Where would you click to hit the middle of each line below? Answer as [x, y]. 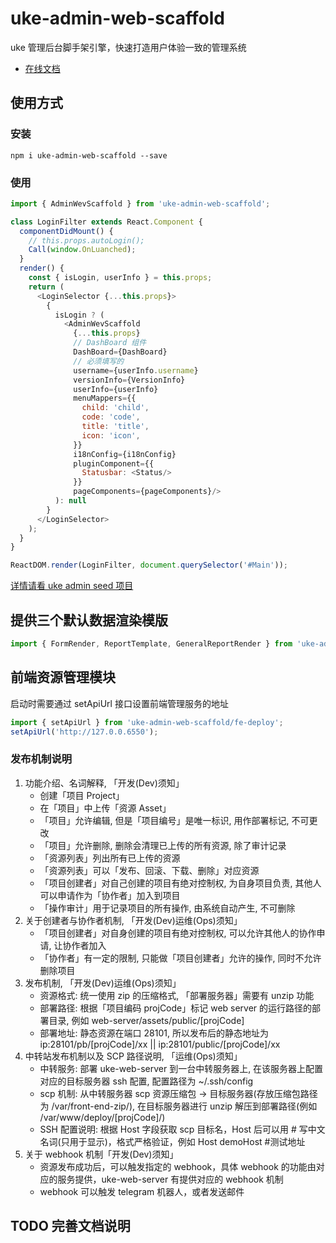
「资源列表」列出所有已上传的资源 [110, 858]
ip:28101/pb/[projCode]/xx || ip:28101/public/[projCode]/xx [160, 1044]
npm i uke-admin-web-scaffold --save [89, 155]
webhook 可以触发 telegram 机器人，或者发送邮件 [142, 1191]
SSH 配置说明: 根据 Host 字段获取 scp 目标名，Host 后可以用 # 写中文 [182, 1129]
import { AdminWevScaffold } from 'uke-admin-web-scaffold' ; [140, 203]
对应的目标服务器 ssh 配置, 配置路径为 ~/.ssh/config [146, 1081]
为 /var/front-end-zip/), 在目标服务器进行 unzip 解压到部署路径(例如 [178, 1106]
